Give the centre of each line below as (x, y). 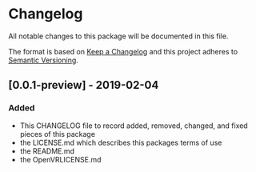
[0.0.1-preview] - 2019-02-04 (84, 85)
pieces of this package (58, 134)
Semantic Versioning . (43, 60)
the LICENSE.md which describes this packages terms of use (121, 142)
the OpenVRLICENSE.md (60, 159)
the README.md (47, 151)
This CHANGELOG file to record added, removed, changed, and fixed (134, 126)
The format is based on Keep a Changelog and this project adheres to (123, 51)
